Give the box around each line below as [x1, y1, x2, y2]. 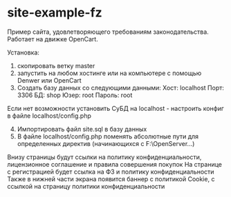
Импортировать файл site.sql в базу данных [17, 125, 147, 133]
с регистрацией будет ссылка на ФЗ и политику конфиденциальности [7, 167, 214, 176]
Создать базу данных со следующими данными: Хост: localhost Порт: [17, 83, 225, 92]
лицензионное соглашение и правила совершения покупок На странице [7, 160, 223, 168]
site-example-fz [7, 5, 102, 21]
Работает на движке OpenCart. [7, 34, 98, 43]
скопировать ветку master [17, 61, 95, 70]
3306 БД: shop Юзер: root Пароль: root [17, 91, 133, 99]
